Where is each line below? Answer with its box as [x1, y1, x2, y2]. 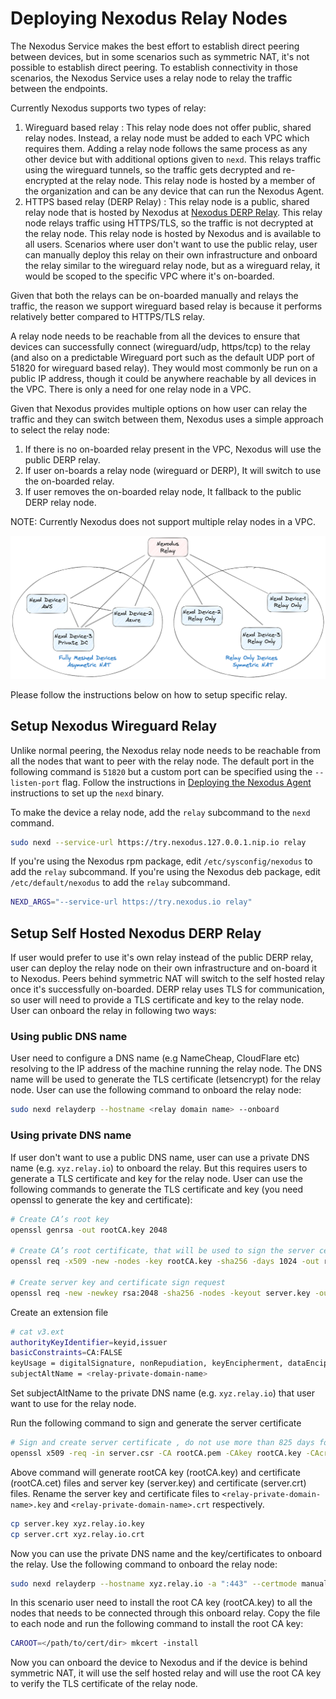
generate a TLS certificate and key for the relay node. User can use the [10, 1172, 303, 1184]
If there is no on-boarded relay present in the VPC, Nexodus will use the [24, 443, 322, 455]
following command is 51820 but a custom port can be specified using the [10, 765, 313, 777]
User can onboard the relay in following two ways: [10, 1005, 217, 1017]
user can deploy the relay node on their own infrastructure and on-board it [10, 962, 317, 974]
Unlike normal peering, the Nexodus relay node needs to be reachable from [10, 744, 321, 756]
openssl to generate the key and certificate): [10, 1193, 193, 1206]
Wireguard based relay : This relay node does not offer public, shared [24, 121, 312, 133]
